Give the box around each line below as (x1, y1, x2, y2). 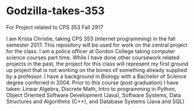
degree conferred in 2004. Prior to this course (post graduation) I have (6, 79, 179, 86)
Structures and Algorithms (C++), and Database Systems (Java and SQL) (6, 97, 185, 105)
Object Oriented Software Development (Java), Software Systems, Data (6, 92, 181, 99)
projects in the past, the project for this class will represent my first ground (6, 60, 189, 67)
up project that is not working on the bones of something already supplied (6, 66, 187, 73)
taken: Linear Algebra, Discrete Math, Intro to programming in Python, (6, 85, 177, 92)
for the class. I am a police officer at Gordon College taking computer (6, 47, 176, 54)
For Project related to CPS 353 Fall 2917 (6, 24, 104, 31)
